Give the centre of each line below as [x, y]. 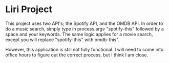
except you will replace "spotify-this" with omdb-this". [62, 40]
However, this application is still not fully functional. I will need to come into [84, 49]
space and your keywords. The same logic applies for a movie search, [79, 34]
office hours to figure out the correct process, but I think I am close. [77, 55]
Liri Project [29, 9]
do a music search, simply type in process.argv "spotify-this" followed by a [84, 28]
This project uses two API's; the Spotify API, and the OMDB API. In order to [84, 23]
